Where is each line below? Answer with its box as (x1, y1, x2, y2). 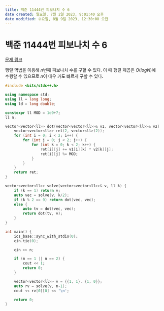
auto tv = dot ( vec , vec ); (23, 207, 76, 211)
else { (14, 202, 28, 207)
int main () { (5, 229, 32, 234)
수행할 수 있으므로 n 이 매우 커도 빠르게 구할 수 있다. (5, 73, 103, 79)
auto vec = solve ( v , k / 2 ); (14, 193, 69, 198)
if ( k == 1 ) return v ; (14, 188, 61, 193)
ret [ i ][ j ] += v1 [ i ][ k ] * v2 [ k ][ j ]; (40, 147, 114, 152)
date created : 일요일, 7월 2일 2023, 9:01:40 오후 (5, 12, 104, 17)
